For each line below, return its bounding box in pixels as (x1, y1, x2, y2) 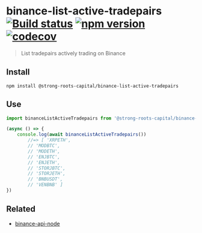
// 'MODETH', (28, 148, 61, 154)
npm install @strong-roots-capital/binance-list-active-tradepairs (6, 83, 179, 89)
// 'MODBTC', (28, 143, 61, 149)
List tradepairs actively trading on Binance (20, 49, 126, 56)
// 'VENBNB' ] (28, 182, 63, 188)
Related (6, 204, 36, 214)
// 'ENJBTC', (28, 154, 61, 160)
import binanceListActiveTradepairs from (6, 115, 112, 121)
